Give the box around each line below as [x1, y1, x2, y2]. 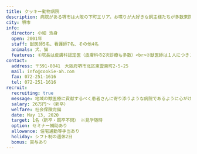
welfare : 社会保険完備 [11, 107, 62, 112]
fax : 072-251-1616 [11, 74, 57, 80]
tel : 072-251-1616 [11, 80, 57, 85]
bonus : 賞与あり [11, 139, 48, 145]
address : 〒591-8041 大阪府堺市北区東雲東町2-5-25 [11, 63, 129, 69]
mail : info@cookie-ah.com [11, 69, 75, 74]
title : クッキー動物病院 [6, 8, 60, 15]
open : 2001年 [11, 36, 42, 42]
